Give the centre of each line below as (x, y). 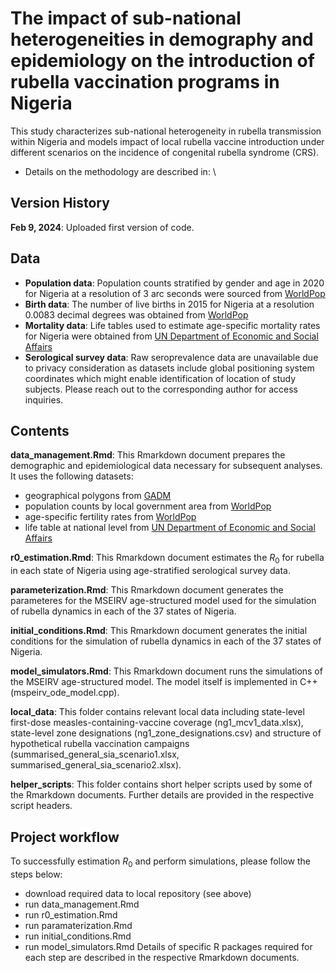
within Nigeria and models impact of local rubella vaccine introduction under (167, 141)
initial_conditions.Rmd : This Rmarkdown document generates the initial (159, 631)
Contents (40, 430)
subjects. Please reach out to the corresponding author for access (161, 389)
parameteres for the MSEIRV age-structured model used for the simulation (163, 601)
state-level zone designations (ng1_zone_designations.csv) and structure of (166, 733)
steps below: (36, 874)
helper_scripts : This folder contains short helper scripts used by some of (161, 784)
